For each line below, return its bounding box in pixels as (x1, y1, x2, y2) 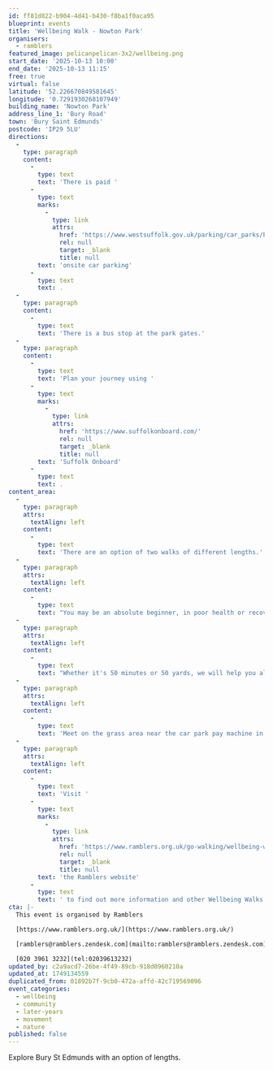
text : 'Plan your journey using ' (37, 375, 154, 383)
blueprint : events (8, 19, 71, 28)
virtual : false (8, 80, 60, 88)
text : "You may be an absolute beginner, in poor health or (37, 609, 245, 617)
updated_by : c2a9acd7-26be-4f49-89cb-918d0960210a (8, 962, 184, 971)
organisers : (8, 34, 49, 43)
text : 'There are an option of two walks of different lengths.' (37, 548, 264, 557)
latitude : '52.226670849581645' (8, 87, 118, 96)
